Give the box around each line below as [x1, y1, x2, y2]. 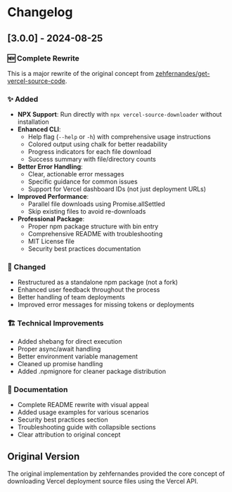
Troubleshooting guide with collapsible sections [17, 423, 156, 432]
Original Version [7, 451, 80, 462]
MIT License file [27, 237, 75, 246]
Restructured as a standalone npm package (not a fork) [17, 278, 178, 287]
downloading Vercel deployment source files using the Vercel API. [7, 477, 199, 485]
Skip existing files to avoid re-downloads [27, 207, 146, 216]
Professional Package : [17, 215, 85, 224]
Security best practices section [17, 415, 108, 424]
